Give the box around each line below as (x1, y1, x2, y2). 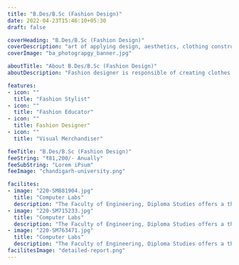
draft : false (7, 24, 46, 31)
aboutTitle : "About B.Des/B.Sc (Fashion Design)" (7, 63, 158, 70)
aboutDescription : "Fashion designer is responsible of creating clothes (7, 69, 231, 76)
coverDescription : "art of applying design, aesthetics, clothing (7, 43, 208, 51)
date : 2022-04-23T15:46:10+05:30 (7, 17, 107, 24)
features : (7, 82, 37, 89)
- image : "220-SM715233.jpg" (7, 207, 94, 214)
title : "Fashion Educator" (14, 108, 94, 116)
